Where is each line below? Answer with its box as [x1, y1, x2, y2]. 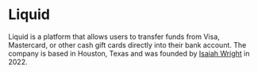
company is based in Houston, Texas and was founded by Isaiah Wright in [8, 48, 250, 58]
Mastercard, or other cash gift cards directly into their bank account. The [8, 40, 247, 49]
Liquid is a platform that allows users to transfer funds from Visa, [8, 32, 220, 41]
